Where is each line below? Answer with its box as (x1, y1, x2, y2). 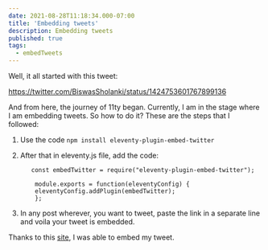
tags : (8, 42, 27, 50)
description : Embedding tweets (8, 27, 113, 35)
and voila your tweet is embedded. (19, 217, 135, 226)
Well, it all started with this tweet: (8, 72, 118, 80)
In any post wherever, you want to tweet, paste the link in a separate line (19, 208, 260, 218)
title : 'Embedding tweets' (8, 19, 99, 27)
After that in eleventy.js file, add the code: (19, 150, 159, 160)
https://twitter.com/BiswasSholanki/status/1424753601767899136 (8, 87, 227, 96)
